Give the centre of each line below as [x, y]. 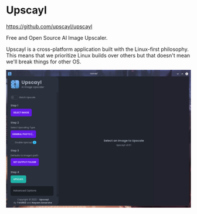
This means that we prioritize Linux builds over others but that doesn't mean [98, 55]
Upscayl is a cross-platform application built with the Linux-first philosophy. [97, 49]
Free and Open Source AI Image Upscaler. [57, 38]
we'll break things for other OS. [44, 62]
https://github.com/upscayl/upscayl [49, 26]
